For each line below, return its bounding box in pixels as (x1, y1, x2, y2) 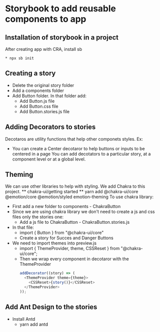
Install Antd (12, 316, 35, 322)
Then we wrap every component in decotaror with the (19, 256, 129, 262)
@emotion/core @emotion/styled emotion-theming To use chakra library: (5, 194, 154, 200)
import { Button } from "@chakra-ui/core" (19, 230, 104, 236)
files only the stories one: (12, 214, 64, 220)
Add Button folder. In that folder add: (12, 92, 87, 99)
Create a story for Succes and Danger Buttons (19, 235, 114, 241)
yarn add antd (19, 321, 48, 327)
